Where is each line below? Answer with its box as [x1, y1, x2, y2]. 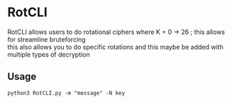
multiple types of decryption [7, 50, 90, 59]
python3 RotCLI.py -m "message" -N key [7, 89, 126, 96]
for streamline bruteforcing [7, 35, 87, 43]
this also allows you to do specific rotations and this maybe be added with [7, 42, 223, 51]
